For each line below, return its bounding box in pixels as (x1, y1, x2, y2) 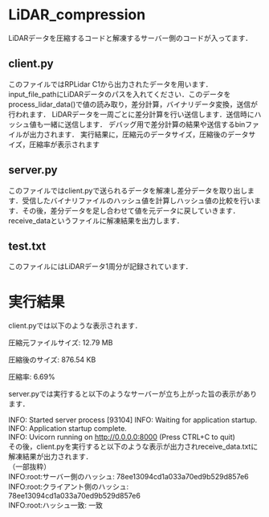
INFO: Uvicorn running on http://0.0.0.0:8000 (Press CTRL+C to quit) (8, 432, 235, 442)
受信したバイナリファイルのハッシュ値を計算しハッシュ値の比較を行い (22, 195, 255, 206)
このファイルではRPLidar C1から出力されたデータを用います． (8, 79, 213, 89)
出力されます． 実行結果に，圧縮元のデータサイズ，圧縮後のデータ (29, 129, 249, 139)
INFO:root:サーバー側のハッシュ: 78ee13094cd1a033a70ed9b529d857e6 (8, 472, 249, 482)
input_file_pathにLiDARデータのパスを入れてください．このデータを (8, 89, 231, 99)
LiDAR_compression (8, 6, 146, 24)
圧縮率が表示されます (29, 139, 100, 149)
